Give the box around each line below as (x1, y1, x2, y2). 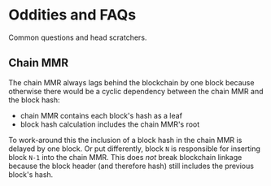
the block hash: (8, 95, 60, 105)
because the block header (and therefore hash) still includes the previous (8, 161, 255, 171)
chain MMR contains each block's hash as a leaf (20, 110, 183, 120)
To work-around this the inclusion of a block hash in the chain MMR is (8, 135, 243, 145)
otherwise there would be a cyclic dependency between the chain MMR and (8, 86, 264, 96)
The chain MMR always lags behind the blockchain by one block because (8, 77, 255, 87)
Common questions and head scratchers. (8, 32, 147, 42)
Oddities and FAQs (8, 6, 137, 24)
